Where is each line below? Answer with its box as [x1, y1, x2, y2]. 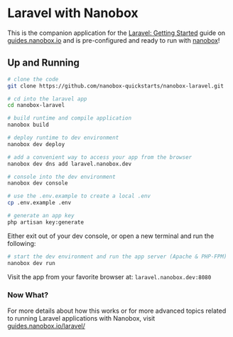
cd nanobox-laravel [7, 102, 65, 109]
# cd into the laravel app [7, 95, 87, 103]
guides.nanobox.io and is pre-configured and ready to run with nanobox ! [7, 36, 220, 44]
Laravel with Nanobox [7, 5, 139, 21]
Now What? [7, 290, 48, 300]
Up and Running [7, 57, 80, 69]
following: [7, 239, 36, 247]
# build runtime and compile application [7, 115, 132, 122]
